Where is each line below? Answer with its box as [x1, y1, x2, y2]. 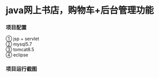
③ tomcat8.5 [6, 47, 34, 53]
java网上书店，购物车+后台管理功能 [6, 5, 154, 16]
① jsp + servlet [6, 36, 39, 42]
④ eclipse [6, 52, 28, 58]
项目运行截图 [6, 65, 37, 72]
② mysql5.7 [6, 41, 32, 47]
